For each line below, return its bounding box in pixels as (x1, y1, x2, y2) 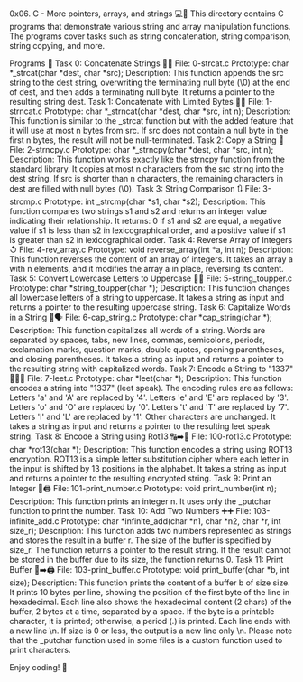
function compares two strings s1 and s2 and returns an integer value (9, 206, 268, 216)
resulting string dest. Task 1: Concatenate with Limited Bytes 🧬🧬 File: (9, 97, 264, 107)
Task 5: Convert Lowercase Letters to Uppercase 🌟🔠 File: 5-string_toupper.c (9, 273, 293, 284)
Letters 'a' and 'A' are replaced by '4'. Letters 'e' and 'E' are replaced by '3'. (9, 392, 289, 403)
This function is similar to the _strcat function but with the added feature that (9, 116, 294, 126)
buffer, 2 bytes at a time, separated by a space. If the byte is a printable (9, 606, 275, 617)
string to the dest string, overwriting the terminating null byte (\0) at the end (9, 77, 290, 88)
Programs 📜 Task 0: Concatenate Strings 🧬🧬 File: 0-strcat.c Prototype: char (9, 58, 289, 69)
